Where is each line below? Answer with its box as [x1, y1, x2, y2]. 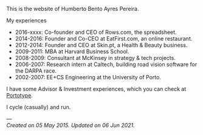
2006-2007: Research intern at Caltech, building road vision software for [15, 61, 198, 68]
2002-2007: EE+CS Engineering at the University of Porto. [15, 74, 161, 81]
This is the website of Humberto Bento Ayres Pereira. [6, 5, 139, 12]
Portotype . [6, 92, 33, 99]
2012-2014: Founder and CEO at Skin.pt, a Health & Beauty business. [15, 42, 188, 48]
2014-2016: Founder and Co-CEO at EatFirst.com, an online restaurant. [15, 35, 193, 42]
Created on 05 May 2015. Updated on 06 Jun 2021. [6, 122, 135, 129]
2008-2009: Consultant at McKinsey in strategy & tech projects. [15, 54, 176, 61]
